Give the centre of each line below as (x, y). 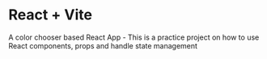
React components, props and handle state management (103, 45)
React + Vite (51, 15)
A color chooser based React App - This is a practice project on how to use (134, 37)
